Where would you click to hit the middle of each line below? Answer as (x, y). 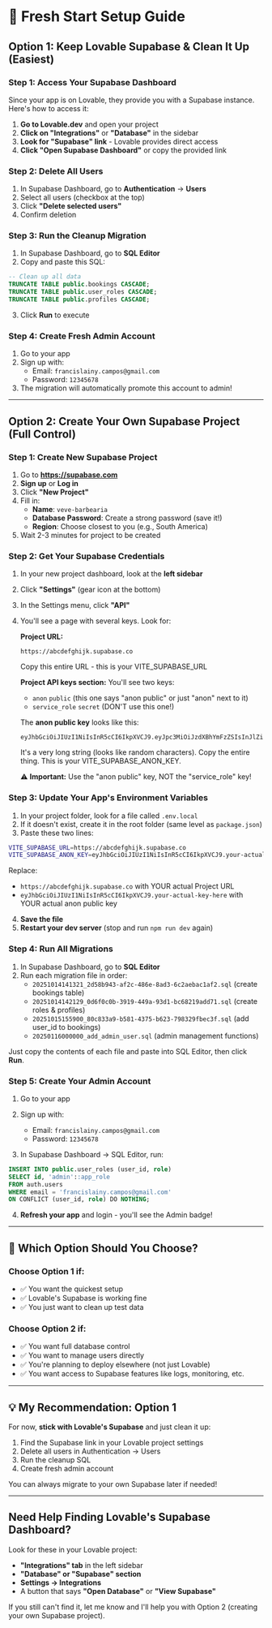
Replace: (23, 871)
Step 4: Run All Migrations (61, 949)
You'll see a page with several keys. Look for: (96, 621)
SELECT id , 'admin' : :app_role (59, 1177)
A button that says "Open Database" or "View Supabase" (118, 1591)
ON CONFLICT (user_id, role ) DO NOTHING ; (79, 1199)
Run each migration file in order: (74, 975)
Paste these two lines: (57, 833)
